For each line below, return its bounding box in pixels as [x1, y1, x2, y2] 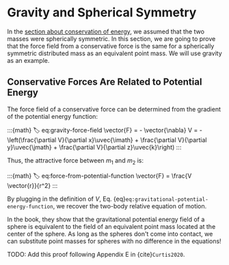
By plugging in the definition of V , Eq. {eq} [7, 195, 126, 203]
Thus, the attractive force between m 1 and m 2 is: [7, 156, 144, 166]
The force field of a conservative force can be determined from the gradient [7, 104, 221, 113]
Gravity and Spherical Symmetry [7, 5, 197, 20]
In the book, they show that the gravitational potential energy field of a [7, 215, 205, 223]
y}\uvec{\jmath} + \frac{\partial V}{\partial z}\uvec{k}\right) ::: [7, 143, 182, 151]
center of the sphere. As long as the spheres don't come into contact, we [7, 229, 213, 238]
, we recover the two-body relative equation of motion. [53, 201, 207, 210]
